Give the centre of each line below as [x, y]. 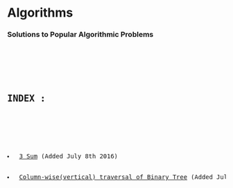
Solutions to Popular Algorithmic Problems [80, 35]
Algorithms [40, 13]
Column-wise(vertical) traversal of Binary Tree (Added [116, 177]
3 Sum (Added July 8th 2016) [69, 156]
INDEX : [27, 98]
